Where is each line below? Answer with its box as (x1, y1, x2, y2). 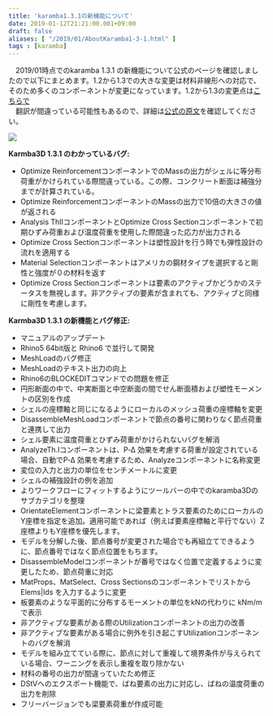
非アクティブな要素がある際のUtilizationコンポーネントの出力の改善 (19, 618, 245, 627)
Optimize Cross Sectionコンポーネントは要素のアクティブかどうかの (19, 278, 248, 288)
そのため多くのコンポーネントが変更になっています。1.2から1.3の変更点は (8, 86, 254, 96)
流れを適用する (19, 247, 71, 257)
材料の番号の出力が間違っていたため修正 (19, 669, 156, 679)
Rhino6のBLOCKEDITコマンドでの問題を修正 (19, 373, 170, 383)
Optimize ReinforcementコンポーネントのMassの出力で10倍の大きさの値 (19, 197, 262, 207)
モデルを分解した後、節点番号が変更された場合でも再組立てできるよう (19, 536, 256, 546)
